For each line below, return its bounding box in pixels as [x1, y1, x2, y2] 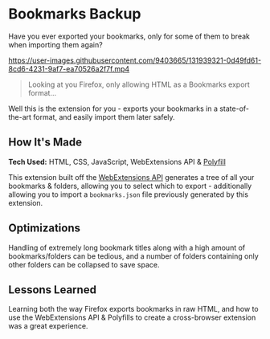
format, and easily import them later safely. [33, 112, 175, 121]
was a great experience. [8, 321, 88, 331]
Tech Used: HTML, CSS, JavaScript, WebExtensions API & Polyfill [8, 157, 227, 166]
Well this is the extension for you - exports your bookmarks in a [8, 104, 219, 113]
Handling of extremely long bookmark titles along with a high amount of [8, 243, 246, 252]
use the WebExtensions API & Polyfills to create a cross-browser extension [8, 312, 256, 322]
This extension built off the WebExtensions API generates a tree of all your [8, 172, 255, 182]
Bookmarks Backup [8, 5, 141, 23]
